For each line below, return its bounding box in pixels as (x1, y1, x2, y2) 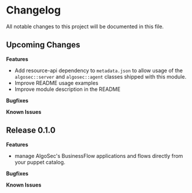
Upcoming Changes (6, 40, 80, 50)
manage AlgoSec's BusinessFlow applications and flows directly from (14, 152, 183, 159)
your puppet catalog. (14, 158, 66, 165)
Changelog (6, 4, 61, 17)
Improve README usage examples (14, 79, 99, 86)
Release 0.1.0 (6, 126, 56, 136)
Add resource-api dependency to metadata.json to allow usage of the (14, 67, 183, 74)
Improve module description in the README (14, 86, 121, 93)
